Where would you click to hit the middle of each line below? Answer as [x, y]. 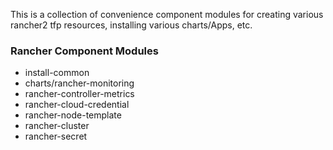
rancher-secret [56, 136]
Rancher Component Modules [84, 51]
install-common [57, 73]
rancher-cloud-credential [77, 105]
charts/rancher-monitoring [79, 83]
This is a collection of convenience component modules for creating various [167, 14]
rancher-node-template [73, 115]
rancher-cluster [57, 126]
